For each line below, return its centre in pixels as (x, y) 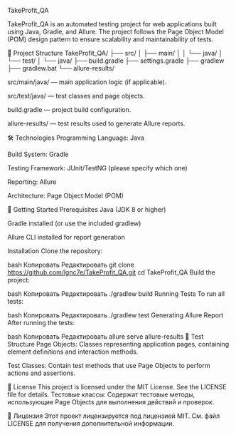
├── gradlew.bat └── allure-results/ (61, 68)
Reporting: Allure (32, 182)
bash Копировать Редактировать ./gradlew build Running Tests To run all (116, 294)
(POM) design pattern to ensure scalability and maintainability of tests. (111, 39)
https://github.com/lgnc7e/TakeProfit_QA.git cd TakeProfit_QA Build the (111, 272)
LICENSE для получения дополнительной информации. (91, 423)
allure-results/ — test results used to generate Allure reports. (96, 123)
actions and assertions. (42, 373)
